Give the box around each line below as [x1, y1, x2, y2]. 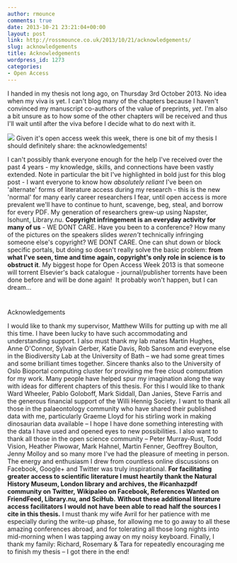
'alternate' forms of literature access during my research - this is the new [7, 185, 221, 193]
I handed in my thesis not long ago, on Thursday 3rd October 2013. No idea [7, 89, 227, 98]
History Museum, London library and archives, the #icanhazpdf [7, 479, 198, 488]
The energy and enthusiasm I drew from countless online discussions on [7, 457, 219, 465]
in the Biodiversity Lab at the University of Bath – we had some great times [7, 351, 225, 360]
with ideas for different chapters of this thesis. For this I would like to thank [7, 382, 225, 390]
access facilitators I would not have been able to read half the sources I [7, 502, 221, 511]
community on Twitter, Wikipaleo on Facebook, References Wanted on [7, 487, 219, 496]
